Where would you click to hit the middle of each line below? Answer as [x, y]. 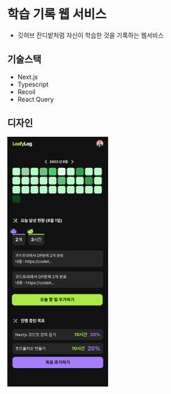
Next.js [28, 77]
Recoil [26, 91]
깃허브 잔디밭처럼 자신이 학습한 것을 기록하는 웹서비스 [90, 35]
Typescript [33, 84]
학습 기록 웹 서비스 [57, 14]
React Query [35, 99]
